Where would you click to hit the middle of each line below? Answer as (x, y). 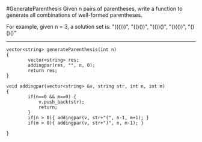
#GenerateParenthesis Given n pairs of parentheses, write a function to (94, 9)
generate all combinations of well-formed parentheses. (74, 15)
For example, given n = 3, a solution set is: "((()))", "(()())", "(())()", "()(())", (96, 27)
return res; (43, 71)
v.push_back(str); (61, 102)
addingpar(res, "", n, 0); (62, 65)
